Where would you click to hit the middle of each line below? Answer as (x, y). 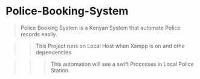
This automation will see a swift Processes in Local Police (122, 64)
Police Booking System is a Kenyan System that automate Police (100, 28)
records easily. (39, 34)
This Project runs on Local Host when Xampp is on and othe (110, 46)
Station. (60, 70)
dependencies (53, 52)
